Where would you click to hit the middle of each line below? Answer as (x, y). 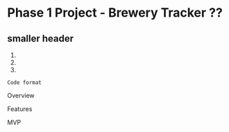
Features (20, 109)
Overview (21, 96)
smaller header (41, 39)
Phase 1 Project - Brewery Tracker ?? (115, 13)
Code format (24, 83)
